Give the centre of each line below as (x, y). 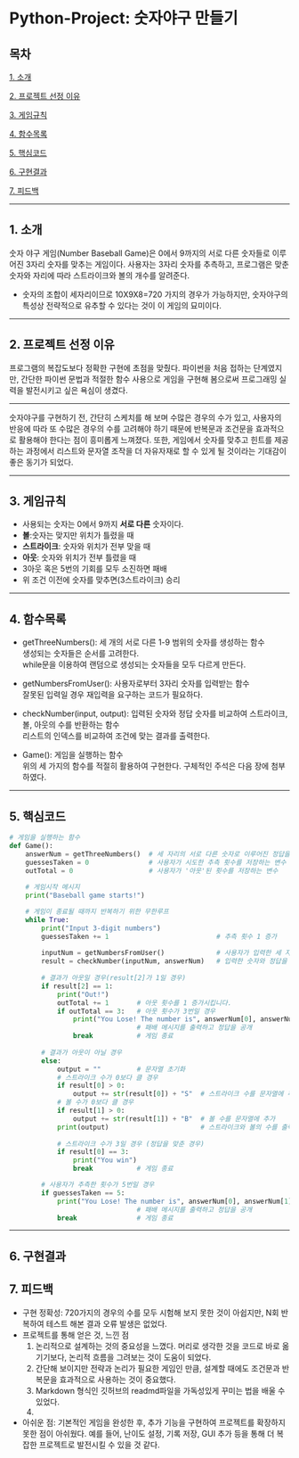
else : (52, 1061)
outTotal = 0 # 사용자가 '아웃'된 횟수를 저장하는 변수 (152, 870)
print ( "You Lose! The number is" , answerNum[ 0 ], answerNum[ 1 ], (176, 1201)
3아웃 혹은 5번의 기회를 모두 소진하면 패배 (94, 569)
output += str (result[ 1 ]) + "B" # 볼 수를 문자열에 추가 (174, 1119)
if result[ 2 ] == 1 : (77, 986)
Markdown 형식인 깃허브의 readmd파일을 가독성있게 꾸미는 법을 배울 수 (160, 1390)
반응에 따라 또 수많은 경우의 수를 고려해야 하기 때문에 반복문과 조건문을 (131, 428)
